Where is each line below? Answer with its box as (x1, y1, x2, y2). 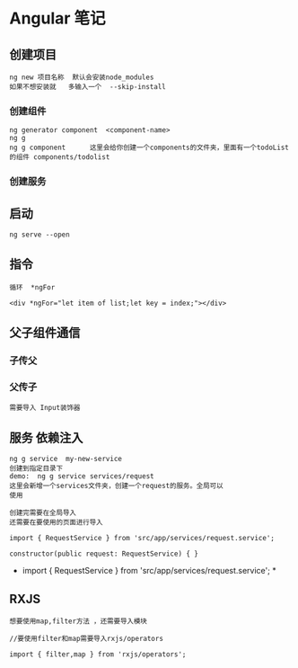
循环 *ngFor (9, 282, 56, 292)
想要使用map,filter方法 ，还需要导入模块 (9, 617, 148, 626)
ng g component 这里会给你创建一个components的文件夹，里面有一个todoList (9, 143, 289, 153)
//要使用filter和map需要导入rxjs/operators (9, 635, 164, 644)
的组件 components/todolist (9, 153, 110, 162)
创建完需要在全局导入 (9, 509, 76, 518)
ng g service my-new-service (9, 455, 123, 464)
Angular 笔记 (9, 8, 106, 29)
